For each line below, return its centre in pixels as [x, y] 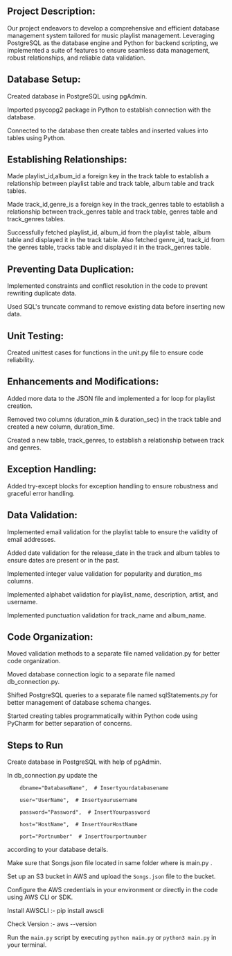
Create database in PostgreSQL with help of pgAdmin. [84, 762]
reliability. [21, 360]
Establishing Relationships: [67, 160]
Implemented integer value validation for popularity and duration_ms [105, 573]
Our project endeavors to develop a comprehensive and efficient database [113, 28]
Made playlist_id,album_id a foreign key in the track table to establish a [108, 176]
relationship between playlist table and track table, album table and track [111, 184]
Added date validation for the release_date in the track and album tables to [114, 553]
